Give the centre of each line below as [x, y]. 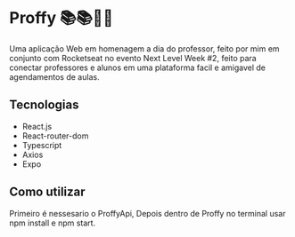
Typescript [42, 145]
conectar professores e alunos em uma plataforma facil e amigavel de [137, 67]
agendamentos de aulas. [54, 76]
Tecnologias [44, 105]
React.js [37, 126]
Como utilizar [48, 192]
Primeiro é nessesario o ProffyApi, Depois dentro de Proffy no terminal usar [148, 213]
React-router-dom [55, 136]
